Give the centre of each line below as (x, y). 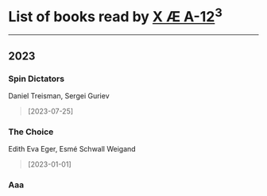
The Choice (31, 132)
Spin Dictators (37, 79)
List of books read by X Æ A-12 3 (115, 15)
